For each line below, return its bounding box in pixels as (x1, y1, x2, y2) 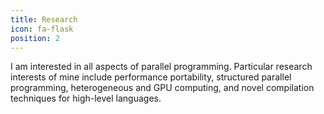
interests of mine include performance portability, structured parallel (10, 71, 292, 83)
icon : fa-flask (10, 24, 74, 34)
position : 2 (10, 33, 60, 43)
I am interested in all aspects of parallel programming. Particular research (10, 61, 313, 73)
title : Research (10, 14, 78, 25)
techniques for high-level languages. (10, 92, 162, 105)
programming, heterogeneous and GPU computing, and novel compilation (10, 82, 315, 94)
